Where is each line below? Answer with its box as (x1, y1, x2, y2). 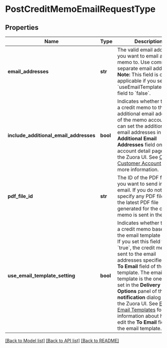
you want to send (117, 180, 158, 187)
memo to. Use (117, 59, 150, 66)
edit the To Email (117, 319, 157, 326)
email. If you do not (117, 187, 163, 193)
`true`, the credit (117, 244, 155, 251)
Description (134, 38, 163, 45)
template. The (117, 269, 150, 276)
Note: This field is (117, 71, 159, 78)
